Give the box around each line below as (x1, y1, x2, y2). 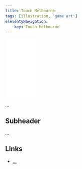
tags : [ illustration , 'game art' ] (5, 13, 78, 19)
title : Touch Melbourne (5, 8, 55, 13)
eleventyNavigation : (5, 19, 49, 24)
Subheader (5, 116, 41, 125)
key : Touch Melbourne (14, 24, 59, 29)
